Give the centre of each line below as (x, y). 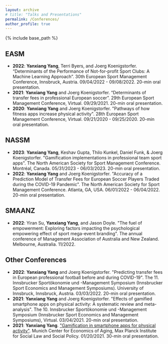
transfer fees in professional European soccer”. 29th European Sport (83, 98)
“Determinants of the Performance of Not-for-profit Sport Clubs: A (81, 71)
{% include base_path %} (32, 38)
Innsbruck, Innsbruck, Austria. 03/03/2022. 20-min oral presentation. (84, 293)
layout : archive (22, 10)
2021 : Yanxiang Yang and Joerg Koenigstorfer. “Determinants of (79, 93)
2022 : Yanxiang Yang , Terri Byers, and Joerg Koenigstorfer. (75, 66)
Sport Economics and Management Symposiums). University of (78, 288)
